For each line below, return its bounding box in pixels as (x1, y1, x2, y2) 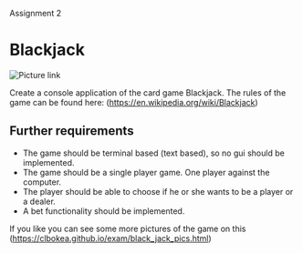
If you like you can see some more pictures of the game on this (9, 223, 246, 234)
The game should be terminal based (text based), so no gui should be (22, 147, 285, 158)
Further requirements (9, 123, 134, 139)
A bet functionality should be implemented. (22, 205, 185, 217)
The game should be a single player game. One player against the (22, 167, 270, 177)
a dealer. (22, 196, 57, 207)
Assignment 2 (9, 8, 62, 18)
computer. (22, 177, 62, 187)
